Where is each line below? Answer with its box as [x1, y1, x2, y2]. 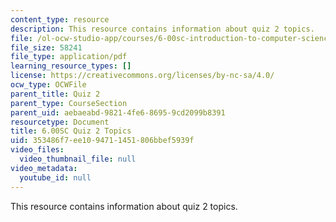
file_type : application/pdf [10, 52, 128, 62]
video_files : [10, 145, 65, 155]
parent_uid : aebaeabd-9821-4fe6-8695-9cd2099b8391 [10, 107, 226, 118]
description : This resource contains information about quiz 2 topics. [10, 24, 315, 34]
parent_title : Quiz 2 [10, 89, 101, 99]
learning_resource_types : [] [10, 61, 132, 71]
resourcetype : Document [10, 117, 110, 127]
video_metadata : [10, 163, 78, 173]
